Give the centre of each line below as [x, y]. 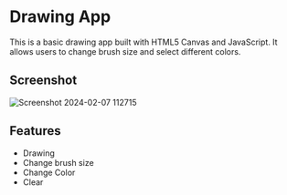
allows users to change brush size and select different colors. [125, 51]
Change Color [49, 172]
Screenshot [43, 81]
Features [35, 131]
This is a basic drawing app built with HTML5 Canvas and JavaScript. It [143, 42]
